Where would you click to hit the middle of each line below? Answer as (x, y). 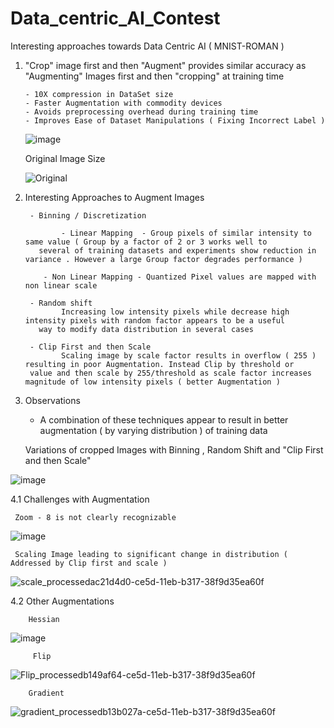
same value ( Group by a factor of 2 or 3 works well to (146, 242)
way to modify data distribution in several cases (146, 329)
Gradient (46, 693)
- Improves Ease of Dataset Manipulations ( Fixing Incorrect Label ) (175, 120)
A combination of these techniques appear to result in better (164, 419)
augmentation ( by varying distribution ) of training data (153, 430)
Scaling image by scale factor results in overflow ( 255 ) (189, 355)
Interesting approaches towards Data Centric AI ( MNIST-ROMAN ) (147, 46)
